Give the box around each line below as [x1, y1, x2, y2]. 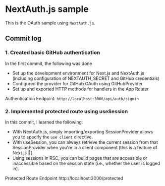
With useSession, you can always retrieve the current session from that [12, 139, 158, 145]
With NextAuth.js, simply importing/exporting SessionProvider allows [12, 128, 153, 134]
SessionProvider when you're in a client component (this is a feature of [12, 144, 158, 150]
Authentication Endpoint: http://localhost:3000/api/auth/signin [5, 95, 139, 101]
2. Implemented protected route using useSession [5, 108, 128, 115]
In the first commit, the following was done [5, 61, 93, 66]
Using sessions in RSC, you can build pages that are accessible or [12, 155, 148, 161]
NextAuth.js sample [5, 3, 89, 15]
